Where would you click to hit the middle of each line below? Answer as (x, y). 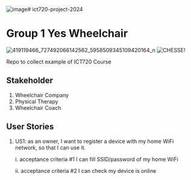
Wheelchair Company (42, 95)
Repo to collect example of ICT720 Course (59, 61)
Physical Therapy (36, 101)
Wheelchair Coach (38, 107)
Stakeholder (30, 81)
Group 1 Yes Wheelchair (67, 34)
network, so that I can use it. (50, 148)
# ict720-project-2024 (55, 9)
